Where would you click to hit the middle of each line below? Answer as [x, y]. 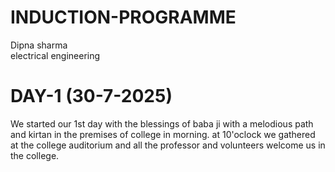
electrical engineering [55, 55]
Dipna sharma [39, 45]
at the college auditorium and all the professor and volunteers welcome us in [168, 145]
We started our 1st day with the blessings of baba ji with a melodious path [162, 123]
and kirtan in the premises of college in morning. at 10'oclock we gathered [163, 134]
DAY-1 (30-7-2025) [91, 96]
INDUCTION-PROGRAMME [123, 17]
